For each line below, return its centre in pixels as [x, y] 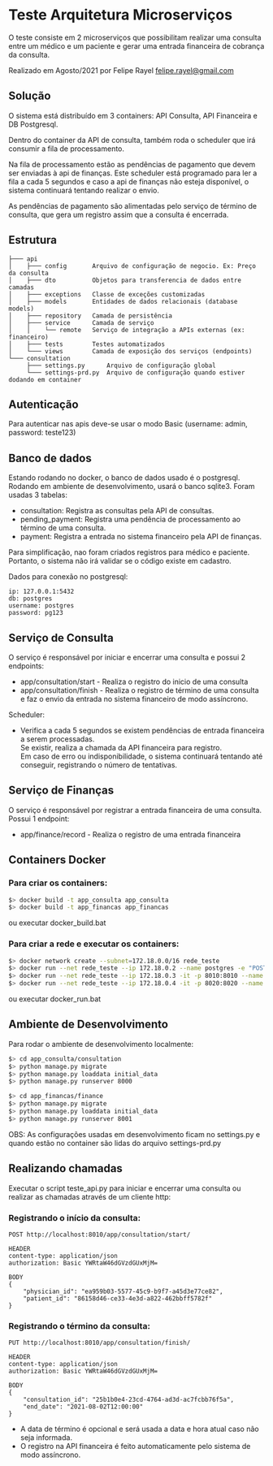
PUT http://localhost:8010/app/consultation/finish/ [100, 1343]
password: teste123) [42, 433]
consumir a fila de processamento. [66, 149]
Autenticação [43, 404]
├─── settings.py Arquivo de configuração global [121, 365]
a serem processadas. [57, 739]
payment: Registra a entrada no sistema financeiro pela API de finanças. [141, 537]
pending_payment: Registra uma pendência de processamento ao [130, 519]
